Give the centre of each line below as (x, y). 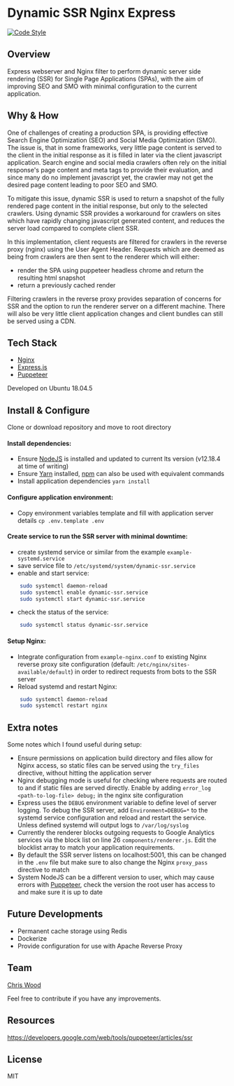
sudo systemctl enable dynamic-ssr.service (84, 592)
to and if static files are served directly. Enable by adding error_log (114, 788)
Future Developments (55, 914)
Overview (29, 54)
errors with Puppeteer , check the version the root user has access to (116, 885)
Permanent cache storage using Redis (72, 931)
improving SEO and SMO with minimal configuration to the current (102, 86)
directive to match (43, 870)
